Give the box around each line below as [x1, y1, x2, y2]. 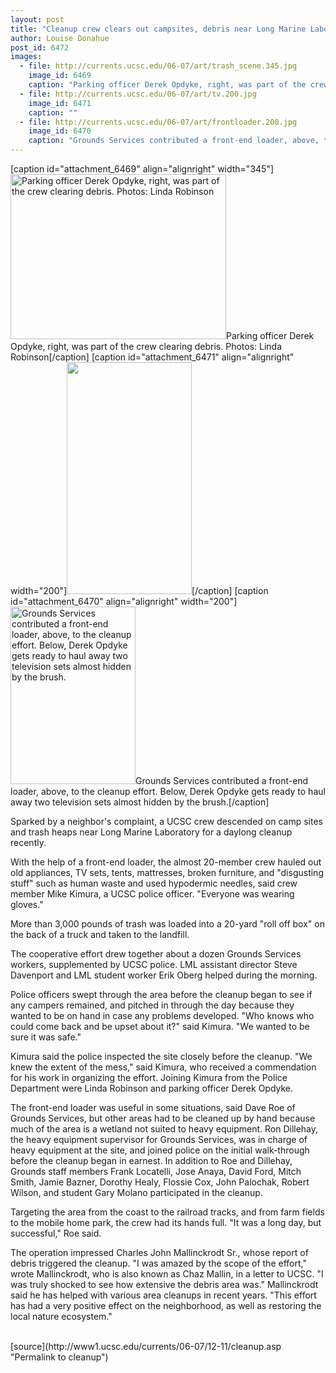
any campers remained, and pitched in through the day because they [10, 999, 295, 1011]
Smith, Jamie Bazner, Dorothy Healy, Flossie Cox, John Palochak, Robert [10, 1176, 310, 1188]
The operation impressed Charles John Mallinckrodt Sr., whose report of [10, 1247, 309, 1258]
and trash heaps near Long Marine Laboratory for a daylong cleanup [10, 826, 293, 838]
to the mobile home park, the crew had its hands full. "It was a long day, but [10, 1217, 322, 1228]
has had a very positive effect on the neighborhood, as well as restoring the [10, 1300, 322, 1311]
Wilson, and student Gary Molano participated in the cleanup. [10, 1187, 263, 1198]
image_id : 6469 [28, 71, 92, 81]
